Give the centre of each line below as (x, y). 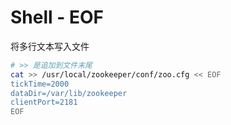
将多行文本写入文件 (50, 46)
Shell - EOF (57, 17)
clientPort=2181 (44, 102)
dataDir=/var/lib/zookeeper (69, 93)
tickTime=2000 (40, 84)
